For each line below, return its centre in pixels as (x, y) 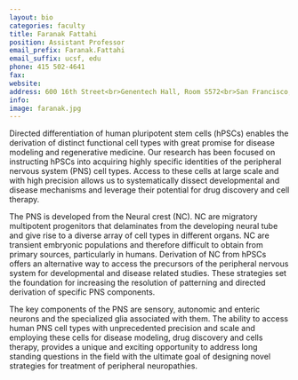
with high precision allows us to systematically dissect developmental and (145, 181)
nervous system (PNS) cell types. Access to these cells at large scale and (144, 171)
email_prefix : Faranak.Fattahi (67, 51)
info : (19, 100)
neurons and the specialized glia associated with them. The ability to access (149, 319)
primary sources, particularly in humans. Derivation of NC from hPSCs (138, 255)
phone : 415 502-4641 (48, 67)
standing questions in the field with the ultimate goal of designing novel (140, 357)
